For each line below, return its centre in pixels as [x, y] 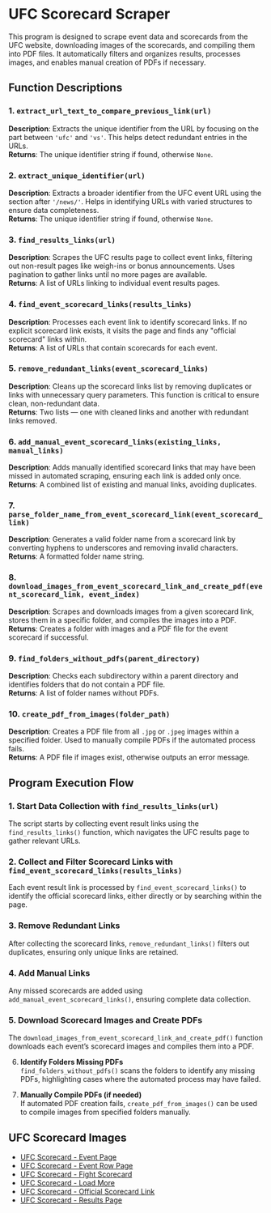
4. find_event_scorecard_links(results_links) [100, 304]
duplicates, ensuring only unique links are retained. [93, 951]
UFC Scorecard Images [68, 1137]
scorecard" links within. [48, 339]
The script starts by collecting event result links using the [104, 824]
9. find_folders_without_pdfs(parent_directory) [104, 658]
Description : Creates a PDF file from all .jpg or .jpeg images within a [124, 732]
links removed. [33, 420]
